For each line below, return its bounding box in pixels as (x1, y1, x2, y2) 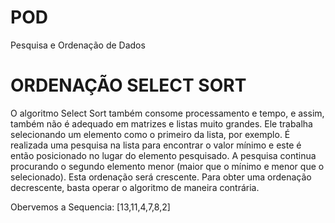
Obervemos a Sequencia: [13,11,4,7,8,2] (10, 201, 171, 213)
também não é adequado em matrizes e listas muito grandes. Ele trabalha (10, 117, 313, 130)
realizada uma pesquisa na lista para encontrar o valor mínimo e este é (10, 139, 302, 151)
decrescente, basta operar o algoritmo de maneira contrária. (10, 181, 260, 193)
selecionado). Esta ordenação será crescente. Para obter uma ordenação (10, 171, 312, 183)
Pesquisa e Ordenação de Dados (10, 39, 146, 51)
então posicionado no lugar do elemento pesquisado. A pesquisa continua (10, 149, 317, 161)
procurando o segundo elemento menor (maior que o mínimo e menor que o (10, 160, 325, 172)
